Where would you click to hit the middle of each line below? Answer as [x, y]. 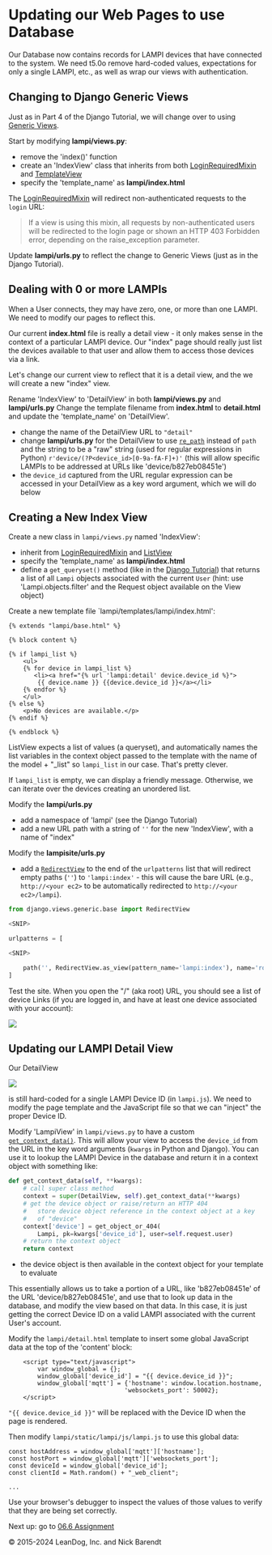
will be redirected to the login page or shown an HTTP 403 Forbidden [144, 231]
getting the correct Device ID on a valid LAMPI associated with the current [132, 1315]
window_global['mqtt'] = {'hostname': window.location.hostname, [150, 1383]
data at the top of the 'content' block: [70, 1347]
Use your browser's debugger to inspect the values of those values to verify [136, 1502]
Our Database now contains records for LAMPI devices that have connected [135, 54]
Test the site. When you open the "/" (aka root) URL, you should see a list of [135, 991]
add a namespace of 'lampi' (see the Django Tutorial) [109, 820]
